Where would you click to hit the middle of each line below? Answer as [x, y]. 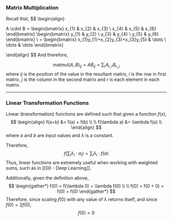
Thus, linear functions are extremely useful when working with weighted [82, 163]
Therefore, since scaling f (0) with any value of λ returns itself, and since [82, 200]
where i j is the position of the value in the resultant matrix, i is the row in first [86, 74]
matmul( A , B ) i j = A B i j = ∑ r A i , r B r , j [86, 65]
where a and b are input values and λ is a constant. [60, 136]
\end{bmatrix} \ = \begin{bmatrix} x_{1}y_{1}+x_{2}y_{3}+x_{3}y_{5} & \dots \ [86, 39]
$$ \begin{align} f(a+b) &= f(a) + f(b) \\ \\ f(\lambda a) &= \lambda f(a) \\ [86, 122]
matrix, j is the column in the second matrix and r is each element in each [83, 80]
